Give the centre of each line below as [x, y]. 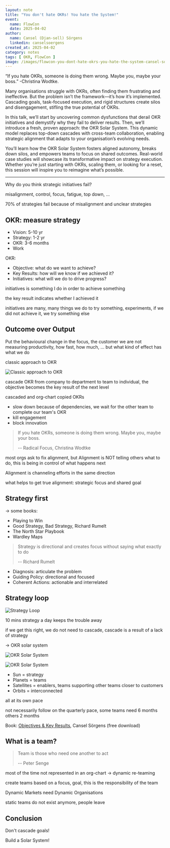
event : [12, 19]
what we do [17, 352]
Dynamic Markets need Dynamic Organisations [54, 793]
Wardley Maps [28, 536]
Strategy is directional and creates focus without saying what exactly [90, 546]
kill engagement [29, 417]
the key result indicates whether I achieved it [52, 299]
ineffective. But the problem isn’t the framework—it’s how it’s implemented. [83, 97]
